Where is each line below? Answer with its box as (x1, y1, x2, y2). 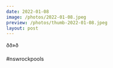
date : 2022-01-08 (6, 8, 49, 15)
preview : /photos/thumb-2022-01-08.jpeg (6, 20, 108, 25)
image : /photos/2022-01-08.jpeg (6, 14, 86, 20)
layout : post (6, 25, 39, 31)
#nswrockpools (6, 56, 45, 63)
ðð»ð (6, 42, 19, 49)
